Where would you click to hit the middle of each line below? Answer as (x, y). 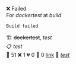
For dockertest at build (34, 15)
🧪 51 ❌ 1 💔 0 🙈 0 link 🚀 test (38, 55)
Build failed (22, 26)
